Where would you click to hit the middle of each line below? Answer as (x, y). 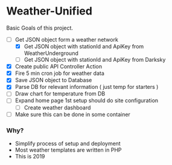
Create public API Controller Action (59, 66)
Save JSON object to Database (53, 80)
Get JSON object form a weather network (67, 39)
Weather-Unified (49, 11)
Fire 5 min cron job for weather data (59, 73)
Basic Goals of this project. (40, 28)
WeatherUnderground (51, 53)
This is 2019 (30, 156)
